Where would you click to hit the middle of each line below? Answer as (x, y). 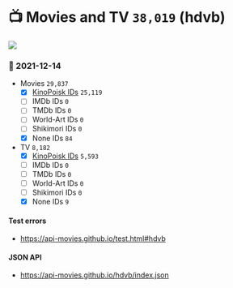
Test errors (28, 221)
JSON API (25, 257)
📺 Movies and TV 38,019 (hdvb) (117, 17)
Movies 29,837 (44, 84)
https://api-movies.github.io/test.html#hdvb (93, 239)
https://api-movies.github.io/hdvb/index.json (95, 275)
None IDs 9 (51, 201)
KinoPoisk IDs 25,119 (67, 92)
